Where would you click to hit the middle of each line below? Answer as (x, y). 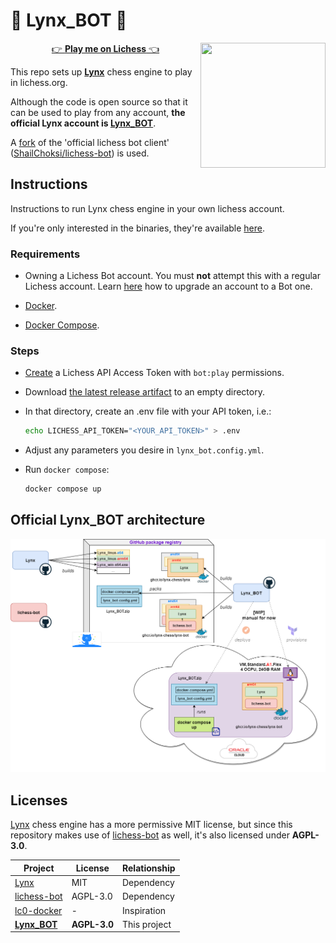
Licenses (39, 800)
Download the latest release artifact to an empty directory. (144, 392)
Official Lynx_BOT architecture (108, 520)
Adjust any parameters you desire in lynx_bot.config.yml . (144, 450)
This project (146, 924)
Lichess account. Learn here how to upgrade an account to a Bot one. (168, 286)
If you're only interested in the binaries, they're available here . (138, 228)
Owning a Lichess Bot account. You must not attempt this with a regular (172, 276)
